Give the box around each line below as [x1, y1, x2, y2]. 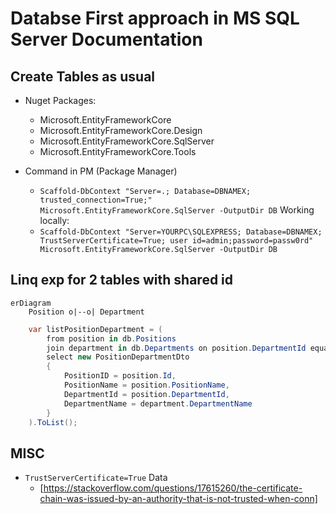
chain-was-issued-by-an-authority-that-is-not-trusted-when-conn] [39, 493, 318, 505]
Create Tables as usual [10, 68, 156, 85]
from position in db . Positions [46, 333, 177, 344]
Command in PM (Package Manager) [24, 165, 178, 177]
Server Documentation [10, 28, 203, 51]
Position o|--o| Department [28, 307, 145, 317]
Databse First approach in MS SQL [10, 7, 300, 30]
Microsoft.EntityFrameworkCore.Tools [39, 146, 197, 157]
